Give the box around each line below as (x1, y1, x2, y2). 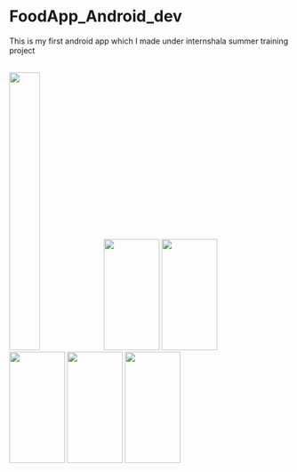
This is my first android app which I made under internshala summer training (9, 36, 289, 46)
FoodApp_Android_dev (9, 6, 182, 27)
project (9, 44, 36, 55)
